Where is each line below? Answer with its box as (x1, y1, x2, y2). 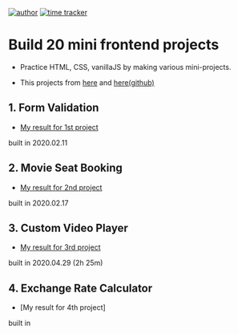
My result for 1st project (19, 122, 99, 132)
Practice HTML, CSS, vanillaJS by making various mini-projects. (19, 62, 232, 71)
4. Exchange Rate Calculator (8, 281, 153, 295)
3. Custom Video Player (8, 221, 128, 234)
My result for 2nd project (19, 182, 103, 192)
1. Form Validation (8, 101, 99, 115)
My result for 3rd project (19, 242, 102, 252)
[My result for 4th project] (19, 303, 106, 312)
